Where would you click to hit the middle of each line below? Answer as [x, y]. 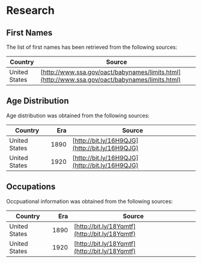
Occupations [31, 187]
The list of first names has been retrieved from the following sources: [92, 47]
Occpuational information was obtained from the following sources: [90, 201]
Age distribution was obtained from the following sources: [78, 116]
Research [31, 11]
